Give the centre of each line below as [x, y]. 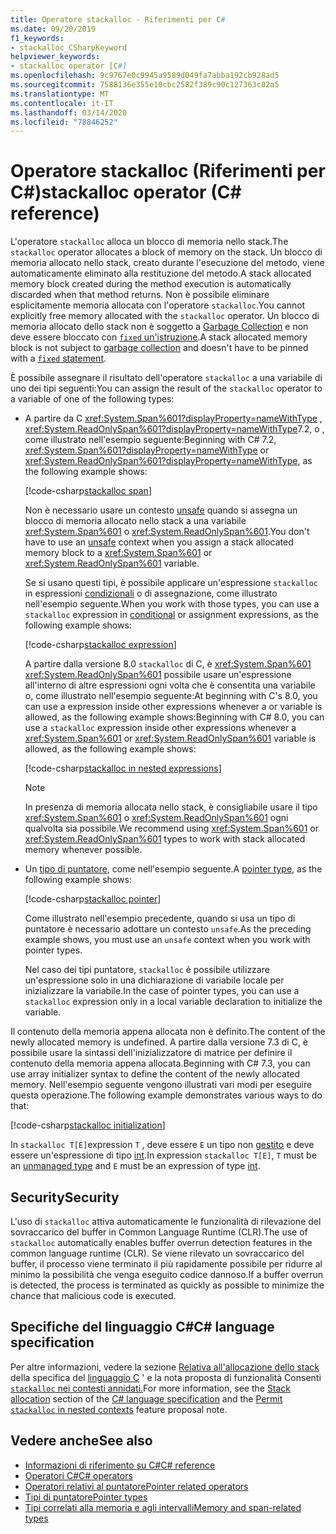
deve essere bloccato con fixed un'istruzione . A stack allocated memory [159, 337]
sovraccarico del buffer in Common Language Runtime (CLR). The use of [159, 1232]
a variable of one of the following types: [92, 399]
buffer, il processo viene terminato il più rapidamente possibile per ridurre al [166, 1264]
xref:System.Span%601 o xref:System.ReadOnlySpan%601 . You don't [167, 532]
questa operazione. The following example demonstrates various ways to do [166, 1095]
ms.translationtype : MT [60, 94]
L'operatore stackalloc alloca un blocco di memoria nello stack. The [149, 242]
